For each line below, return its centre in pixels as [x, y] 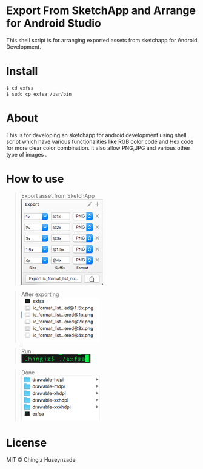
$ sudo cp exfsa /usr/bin [39, 94]
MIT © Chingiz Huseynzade [41, 459]
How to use [35, 179]
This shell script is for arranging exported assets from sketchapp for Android [102, 40]
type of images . [27, 154]
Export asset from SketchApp [58, 195]
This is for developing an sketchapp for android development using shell [96, 135]
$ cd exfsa [20, 88]
